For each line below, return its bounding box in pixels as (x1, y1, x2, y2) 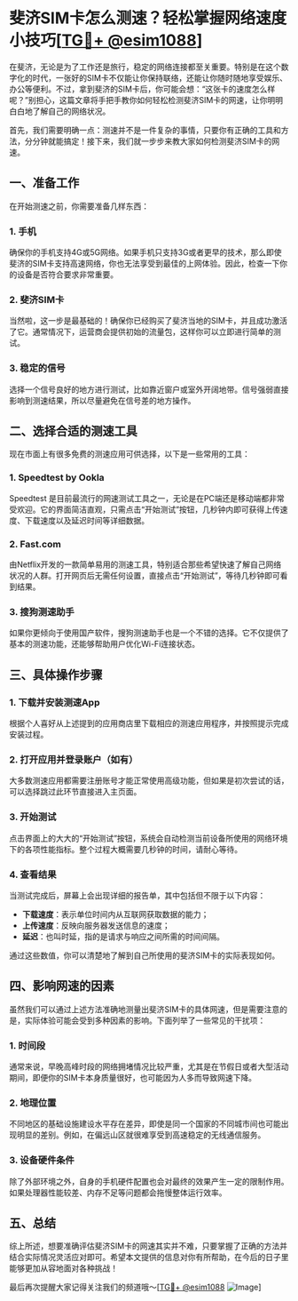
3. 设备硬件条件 (9, 1154, 75, 1167)
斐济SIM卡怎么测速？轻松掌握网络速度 (9, 8, 287, 28)
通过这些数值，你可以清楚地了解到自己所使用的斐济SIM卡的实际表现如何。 (9, 950, 280, 961)
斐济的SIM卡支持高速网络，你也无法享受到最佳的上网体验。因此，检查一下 (9, 259, 280, 269)
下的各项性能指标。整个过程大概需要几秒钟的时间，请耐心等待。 (9, 843, 242, 854)
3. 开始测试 (9, 810, 57, 823)
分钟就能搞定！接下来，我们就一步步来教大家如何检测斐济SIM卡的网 (32, 135, 280, 147)
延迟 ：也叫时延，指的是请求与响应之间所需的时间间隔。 (21, 930, 224, 942)
